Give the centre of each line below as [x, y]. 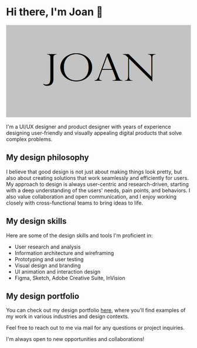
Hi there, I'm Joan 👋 [55, 12]
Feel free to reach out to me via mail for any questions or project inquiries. [95, 328]
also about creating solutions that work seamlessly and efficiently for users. [97, 178]
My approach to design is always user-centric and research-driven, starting [97, 184]
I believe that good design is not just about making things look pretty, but [94, 172]
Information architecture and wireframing [64, 253]
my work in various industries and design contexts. [68, 316]
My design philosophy [47, 158]
